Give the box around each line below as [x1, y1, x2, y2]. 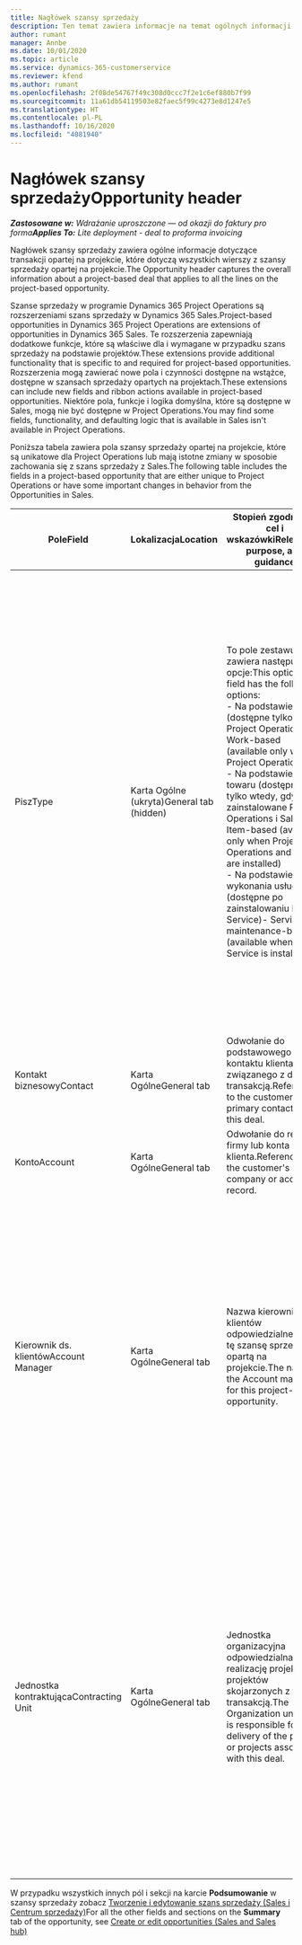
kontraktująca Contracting [14, 1690, 122, 1702]
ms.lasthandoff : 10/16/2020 [10, 122, 116, 131]
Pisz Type [14, 795, 54, 808]
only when [226, 835, 271, 847]
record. [226, 1183, 257, 1196]
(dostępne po [226, 890, 283, 903]
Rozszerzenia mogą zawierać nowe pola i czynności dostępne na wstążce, [10, 367, 287, 377]
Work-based [226, 733, 281, 746]
